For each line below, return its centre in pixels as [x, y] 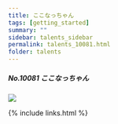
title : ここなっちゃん [41, 15]
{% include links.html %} [48, 113]
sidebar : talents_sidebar [50, 37]
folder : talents [35, 52]
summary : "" [28, 30]
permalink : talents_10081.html [59, 45]
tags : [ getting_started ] [49, 23]
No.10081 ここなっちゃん [49, 78]
